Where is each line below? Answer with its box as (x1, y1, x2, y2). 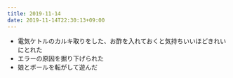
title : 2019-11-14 (7, 10, 61, 17)
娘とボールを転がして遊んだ (17, 63, 98, 71)
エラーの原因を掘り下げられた (17, 54, 104, 63)
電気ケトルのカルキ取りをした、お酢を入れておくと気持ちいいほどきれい (17, 36, 227, 45)
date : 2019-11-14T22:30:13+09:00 (7, 17, 105, 24)
